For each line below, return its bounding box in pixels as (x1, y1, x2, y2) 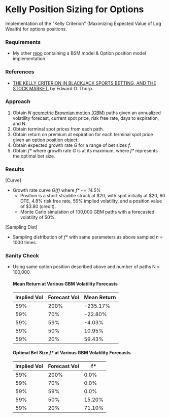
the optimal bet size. (12, 153, 55, 159)
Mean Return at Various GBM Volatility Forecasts (12, 281, 118, 287)
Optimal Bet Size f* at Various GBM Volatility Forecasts (12, 350, 131, 356)
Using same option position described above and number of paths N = (12, 264, 160, 270)
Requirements (5, 38, 41, 45)
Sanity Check (5, 252, 40, 259)
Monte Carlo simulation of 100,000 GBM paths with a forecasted (20, 209, 155, 215)
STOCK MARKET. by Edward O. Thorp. (12, 85, 94, 91)
